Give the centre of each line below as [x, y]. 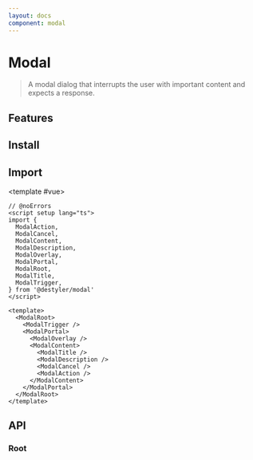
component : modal [37, 23]
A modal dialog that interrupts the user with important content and [136, 85]
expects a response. [61, 93]
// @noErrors [30, 206]
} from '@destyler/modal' [51, 290]
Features [31, 118]
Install [24, 145]
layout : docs [30, 16]
